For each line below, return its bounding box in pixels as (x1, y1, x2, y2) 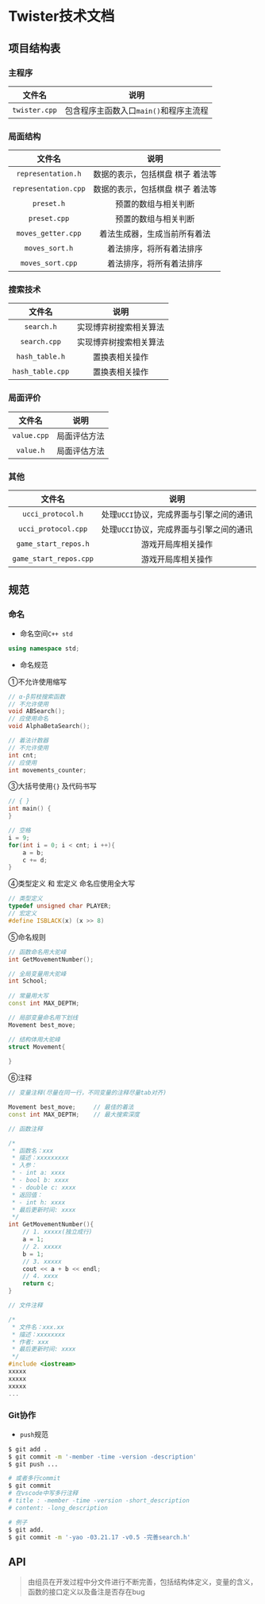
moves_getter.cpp (16, 229, 82, 238)
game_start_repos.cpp (12, 554, 94, 564)
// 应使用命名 (8, 715, 49, 723)
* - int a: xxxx (11, 1169, 66, 1177)
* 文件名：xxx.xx (11, 1323, 64, 1331)
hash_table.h (16, 352, 66, 362)
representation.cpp (12, 184, 86, 193)
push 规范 (19, 1429, 49, 1439)
